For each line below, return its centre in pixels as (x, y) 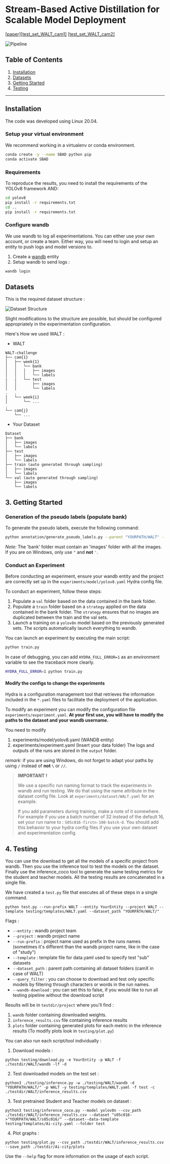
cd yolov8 (16, 198)
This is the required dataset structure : (45, 299)
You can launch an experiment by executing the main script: (68, 638)
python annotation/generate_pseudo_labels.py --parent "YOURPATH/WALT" (82, 537)
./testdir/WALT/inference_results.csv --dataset (57, 1115)
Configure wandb (27, 225)
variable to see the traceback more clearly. (50, 662)
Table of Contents (34, 60)
